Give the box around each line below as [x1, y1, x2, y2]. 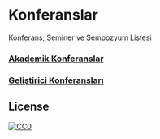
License [8, 100, 50, 114]
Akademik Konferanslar [8, 53, 104, 64]
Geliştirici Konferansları [8, 75, 104, 86]
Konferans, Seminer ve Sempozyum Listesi [8, 33, 152, 42]
